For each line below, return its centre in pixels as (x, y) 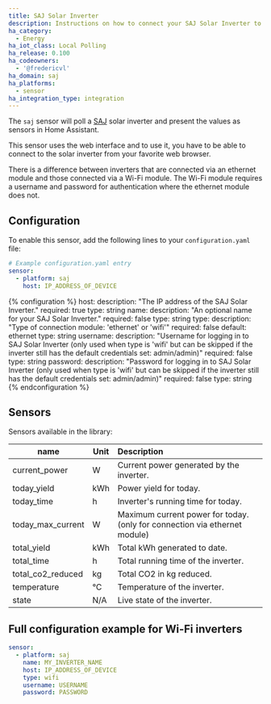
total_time (31, 561)
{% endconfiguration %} (49, 387)
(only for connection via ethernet (179, 525)
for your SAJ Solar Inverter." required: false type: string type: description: (130, 319)
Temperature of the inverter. (171, 587)
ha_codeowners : (34, 61)
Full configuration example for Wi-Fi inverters (125, 629)
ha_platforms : (32, 83)
